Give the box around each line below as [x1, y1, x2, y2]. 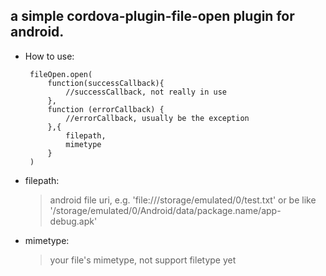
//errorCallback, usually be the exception [65, 113, 250, 123]
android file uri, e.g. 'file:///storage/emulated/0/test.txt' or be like [49, 194, 317, 206]
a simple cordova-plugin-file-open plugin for [10, 8, 295, 25]
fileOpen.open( [29, 69, 93, 79]
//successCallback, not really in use [65, 87, 227, 97]
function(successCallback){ [47, 78, 165, 88]
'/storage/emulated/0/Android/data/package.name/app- [49, 204, 282, 216]
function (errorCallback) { [47, 104, 165, 114]
